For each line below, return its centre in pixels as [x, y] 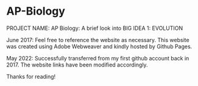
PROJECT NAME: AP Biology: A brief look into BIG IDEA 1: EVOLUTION [95, 28]
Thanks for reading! [31, 76]
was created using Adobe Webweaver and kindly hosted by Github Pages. [99, 46]
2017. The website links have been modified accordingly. [77, 65]
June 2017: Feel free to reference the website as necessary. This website [98, 40]
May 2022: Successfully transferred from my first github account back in [98, 58]
